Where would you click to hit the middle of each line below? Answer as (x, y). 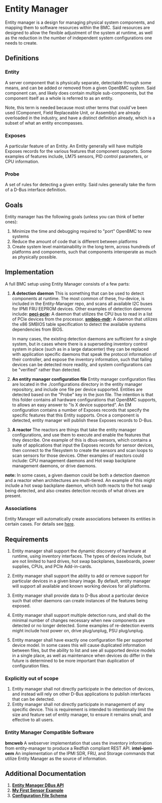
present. (13, 496)
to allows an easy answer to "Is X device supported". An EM (72, 405)
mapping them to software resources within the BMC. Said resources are (77, 27)
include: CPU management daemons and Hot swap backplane (74, 460)
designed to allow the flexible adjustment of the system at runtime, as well (79, 32)
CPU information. (22, 161)
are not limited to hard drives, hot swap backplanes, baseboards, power (84, 561)
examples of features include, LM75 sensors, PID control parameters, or (77, 156)
